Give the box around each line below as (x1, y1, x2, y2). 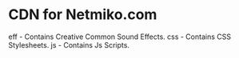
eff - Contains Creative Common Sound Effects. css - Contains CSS (8, 32, 232, 41)
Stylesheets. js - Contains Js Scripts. (8, 40, 130, 49)
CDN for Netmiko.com (8, 6, 157, 24)
